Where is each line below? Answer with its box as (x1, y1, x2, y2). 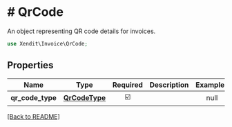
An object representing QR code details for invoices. (7, 27, 156, 35)
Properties (7, 59, 54, 71)
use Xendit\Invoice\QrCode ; (7, 40, 88, 47)
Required (113, 80, 143, 90)
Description (149, 80, 189, 90)
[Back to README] (7, 112, 60, 121)
